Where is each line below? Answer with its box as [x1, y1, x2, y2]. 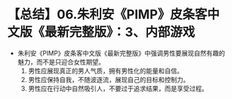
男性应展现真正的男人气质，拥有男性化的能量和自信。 [28, 66, 184, 75]
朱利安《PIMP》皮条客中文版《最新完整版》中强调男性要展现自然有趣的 [17, 49, 226, 57]
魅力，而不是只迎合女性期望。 [17, 57, 105, 66]
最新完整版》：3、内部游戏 [45, 24, 196, 40]
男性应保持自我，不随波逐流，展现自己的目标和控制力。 [28, 75, 190, 83]
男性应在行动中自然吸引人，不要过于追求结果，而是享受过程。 [28, 84, 209, 93]
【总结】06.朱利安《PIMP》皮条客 [7, 6, 207, 23]
